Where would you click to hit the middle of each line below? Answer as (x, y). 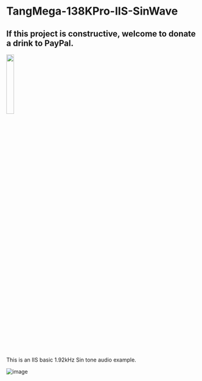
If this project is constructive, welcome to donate (101, 34)
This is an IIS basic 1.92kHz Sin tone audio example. (71, 360)
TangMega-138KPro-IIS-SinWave (92, 11)
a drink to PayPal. (40, 43)
